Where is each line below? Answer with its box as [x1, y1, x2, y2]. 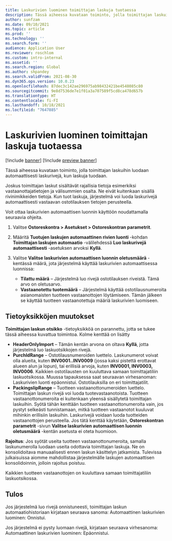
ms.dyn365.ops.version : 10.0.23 [5, 79, 74, 84]
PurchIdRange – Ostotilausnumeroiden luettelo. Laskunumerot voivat [12, 352, 159, 358]
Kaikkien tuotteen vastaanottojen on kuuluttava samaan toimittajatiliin [5, 469, 151, 476]
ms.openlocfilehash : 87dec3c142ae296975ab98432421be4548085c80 [5, 83, 143, 89]
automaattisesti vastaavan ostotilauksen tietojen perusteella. [5, 199, 133, 205]
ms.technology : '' [5, 36, 45, 41]
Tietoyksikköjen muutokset [5, 312, 95, 321]
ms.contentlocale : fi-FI [5, 98, 58, 103]
